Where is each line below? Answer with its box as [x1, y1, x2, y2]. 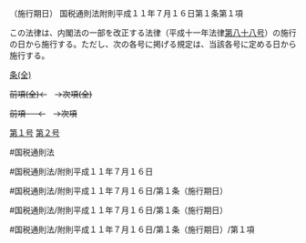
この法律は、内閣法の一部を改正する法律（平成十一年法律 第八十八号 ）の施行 [9, 27, 297, 38]
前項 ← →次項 [9, 108, 77, 118]
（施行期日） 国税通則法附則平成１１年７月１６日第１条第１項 [9, 8, 243, 18]
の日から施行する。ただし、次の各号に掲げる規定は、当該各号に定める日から [9, 39, 297, 49]
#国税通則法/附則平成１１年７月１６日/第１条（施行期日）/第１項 [9, 224, 255, 235]
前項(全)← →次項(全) [9, 89, 93, 99]
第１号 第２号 [9, 127, 60, 138]
